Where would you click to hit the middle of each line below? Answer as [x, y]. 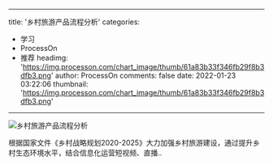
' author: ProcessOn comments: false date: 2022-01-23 [143, 75]
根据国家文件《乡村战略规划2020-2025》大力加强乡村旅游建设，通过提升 [131, 143]
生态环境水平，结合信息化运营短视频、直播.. [89, 153]
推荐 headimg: [44, 58]
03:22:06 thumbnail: [54, 84]
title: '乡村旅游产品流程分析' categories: [74, 22]
